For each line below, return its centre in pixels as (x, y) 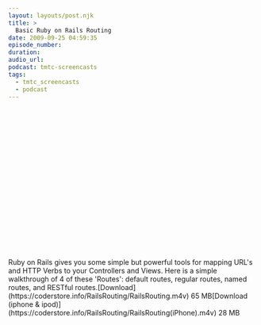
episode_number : (35, 45)
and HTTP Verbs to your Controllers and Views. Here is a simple (113, 271)
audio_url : (26, 60)
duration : (25, 52)
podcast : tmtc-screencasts (53, 67)
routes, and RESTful (41, 288)
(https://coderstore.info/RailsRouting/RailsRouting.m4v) (99, 296)
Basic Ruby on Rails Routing (63, 30)
